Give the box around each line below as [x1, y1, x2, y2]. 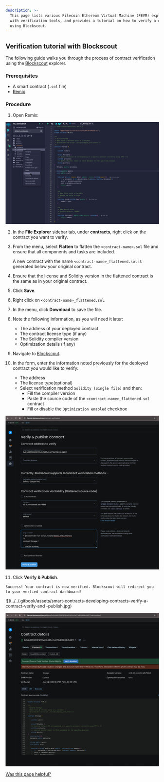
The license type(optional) [19, 380, 73, 386]
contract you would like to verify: [12, 365, 79, 371]
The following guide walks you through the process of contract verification [5, 55, 155, 61]
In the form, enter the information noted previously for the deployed [12, 360, 148, 366]
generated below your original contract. [12, 264, 92, 269]
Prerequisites [5, 72, 38, 79]
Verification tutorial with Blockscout [5, 42, 117, 50]
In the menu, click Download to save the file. [12, 307, 103, 313]
